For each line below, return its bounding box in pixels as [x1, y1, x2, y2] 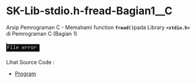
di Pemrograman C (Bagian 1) [6, 30, 78, 37]
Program [14, 70, 37, 77]
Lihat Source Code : [6, 58, 55, 66]
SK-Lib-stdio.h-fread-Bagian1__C [6, 4, 173, 18]
